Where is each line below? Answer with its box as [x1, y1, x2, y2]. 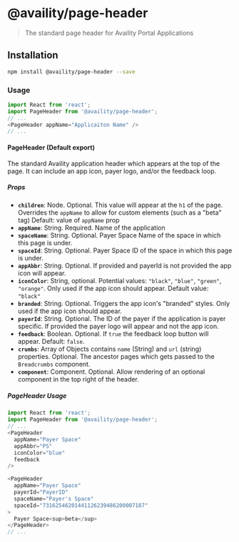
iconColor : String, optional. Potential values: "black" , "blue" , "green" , [17, 277, 222, 285]
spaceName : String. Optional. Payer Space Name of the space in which [17, 231, 221, 240]
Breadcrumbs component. [17, 360, 91, 369]
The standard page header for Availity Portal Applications [24, 29, 194, 37]
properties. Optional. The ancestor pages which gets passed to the [17, 352, 215, 361]
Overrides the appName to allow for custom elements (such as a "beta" [17, 208, 223, 217]
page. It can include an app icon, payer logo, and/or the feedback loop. [7, 166, 217, 175]
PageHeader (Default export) [7, 143, 95, 151]
